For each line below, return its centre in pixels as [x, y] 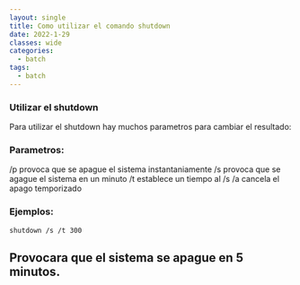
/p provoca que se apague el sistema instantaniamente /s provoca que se [145, 169]
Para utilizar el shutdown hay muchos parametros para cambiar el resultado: [150, 127]
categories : [31, 51]
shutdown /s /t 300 [46, 230]
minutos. [35, 272]
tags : [19, 68]
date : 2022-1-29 [40, 34]
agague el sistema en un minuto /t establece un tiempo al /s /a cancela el [145, 179]
